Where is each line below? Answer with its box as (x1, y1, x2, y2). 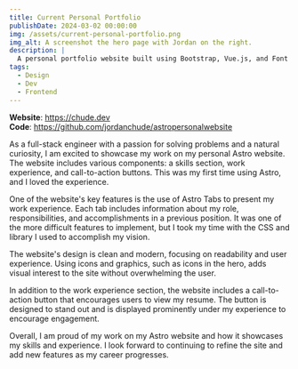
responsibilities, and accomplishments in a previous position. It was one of (9, 213, 282, 223)
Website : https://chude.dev (9, 112, 111, 123)
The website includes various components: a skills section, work (9, 157, 246, 168)
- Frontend (17, 87, 58, 96)
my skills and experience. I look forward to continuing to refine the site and (9, 340, 283, 350)
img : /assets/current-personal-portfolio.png (9, 29, 181, 38)
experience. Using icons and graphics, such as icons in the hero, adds (9, 258, 267, 269)
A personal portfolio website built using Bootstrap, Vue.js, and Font (17, 54, 289, 63)
